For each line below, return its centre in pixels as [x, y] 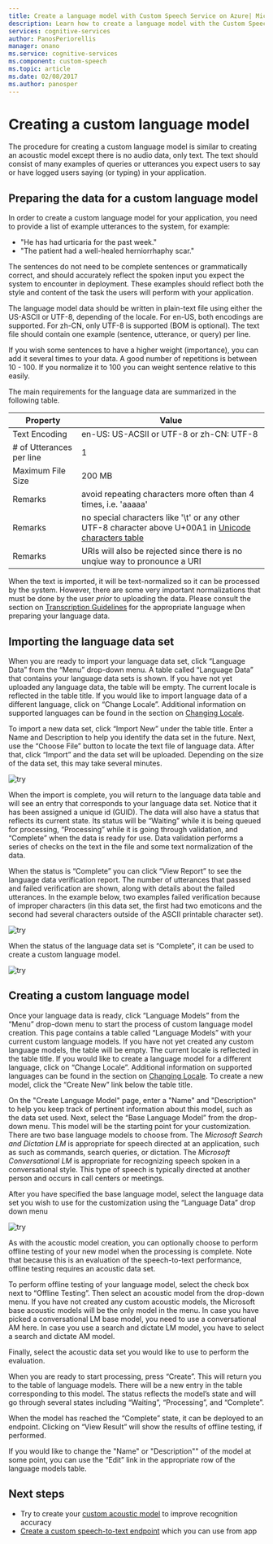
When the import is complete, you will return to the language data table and [135, 795]
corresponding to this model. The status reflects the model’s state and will [132, 1394]
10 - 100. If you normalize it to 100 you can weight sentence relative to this [132, 368]
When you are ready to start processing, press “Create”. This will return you [135, 1376]
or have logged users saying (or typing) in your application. [108, 172]
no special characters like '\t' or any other [160, 517]
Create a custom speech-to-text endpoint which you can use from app [139, 1531]
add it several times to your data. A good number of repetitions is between [133, 359]
